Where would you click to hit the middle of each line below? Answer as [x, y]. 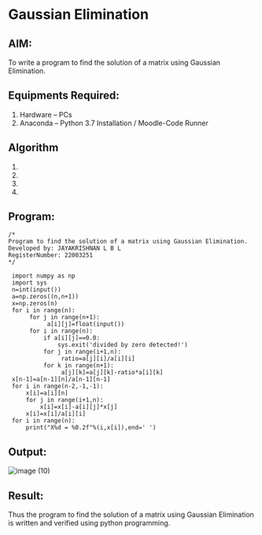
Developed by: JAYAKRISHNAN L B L [65, 249]
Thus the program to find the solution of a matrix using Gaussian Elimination [131, 515]
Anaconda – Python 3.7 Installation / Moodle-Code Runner [114, 123]
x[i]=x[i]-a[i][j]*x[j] [79, 407]
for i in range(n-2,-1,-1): [57, 386]
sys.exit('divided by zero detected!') [123, 345]
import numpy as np [44, 276]
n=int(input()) [36, 290]
